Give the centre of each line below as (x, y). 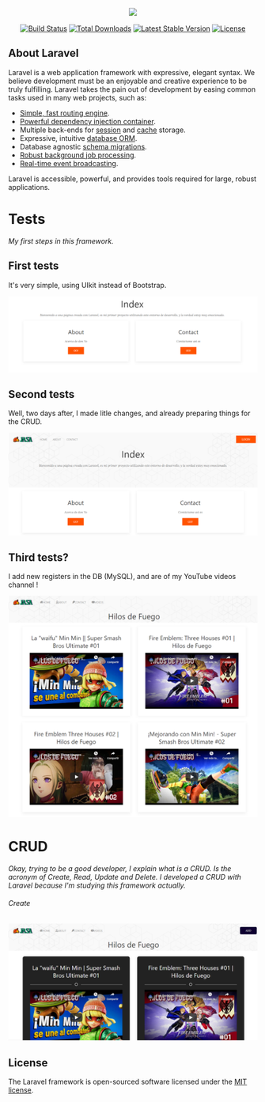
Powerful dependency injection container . (87, 121)
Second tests (42, 394)
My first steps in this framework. (61, 240)
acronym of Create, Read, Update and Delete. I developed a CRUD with (125, 877)
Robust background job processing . (78, 155)
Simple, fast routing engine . (64, 113)
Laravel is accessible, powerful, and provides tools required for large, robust (132, 179)
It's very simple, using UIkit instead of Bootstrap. (87, 285)
